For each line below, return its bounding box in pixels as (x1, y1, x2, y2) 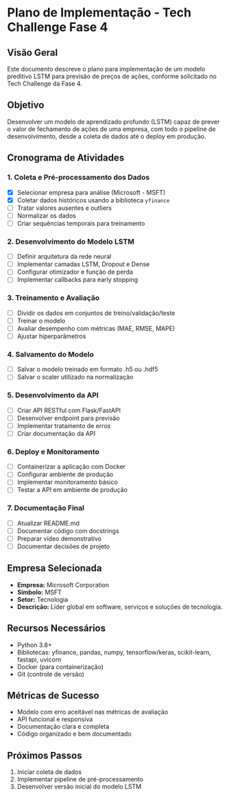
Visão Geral (7, 47, 58, 58)
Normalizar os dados (16, 211, 77, 220)
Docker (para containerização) (16, 662, 104, 670)
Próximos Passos (7, 749, 82, 761)
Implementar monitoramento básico (16, 478, 118, 487)
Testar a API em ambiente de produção (16, 486, 128, 494)
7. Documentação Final (7, 503, 84, 513)
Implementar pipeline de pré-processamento (16, 775, 144, 784)
